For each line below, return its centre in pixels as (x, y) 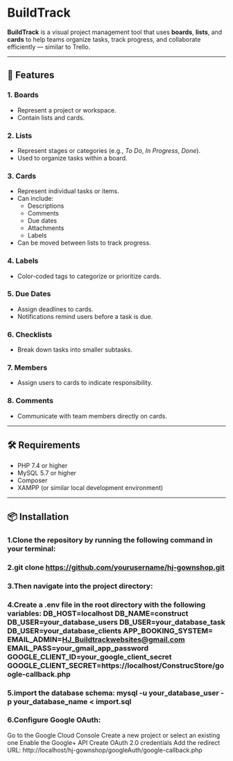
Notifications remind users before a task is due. (85, 316)
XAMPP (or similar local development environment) (90, 487)
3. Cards (22, 176)
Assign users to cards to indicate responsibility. (85, 383)
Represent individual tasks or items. (68, 191)
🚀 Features (31, 75)
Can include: (35, 199)
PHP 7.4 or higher (42, 465)
